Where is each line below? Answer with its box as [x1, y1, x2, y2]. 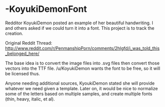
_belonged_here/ [5, 51, 40, 56]
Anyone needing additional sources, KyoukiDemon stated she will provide [5, 80, 155, 86]
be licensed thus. [5, 70, 41, 76]
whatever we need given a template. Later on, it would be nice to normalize [5, 85, 158, 91]
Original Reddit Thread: [5, 40, 53, 46]
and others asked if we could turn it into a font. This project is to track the [5, 25, 155, 31]
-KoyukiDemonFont [5, 3, 87, 15]
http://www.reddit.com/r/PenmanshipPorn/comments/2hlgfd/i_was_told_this [5, 45, 160, 51]
